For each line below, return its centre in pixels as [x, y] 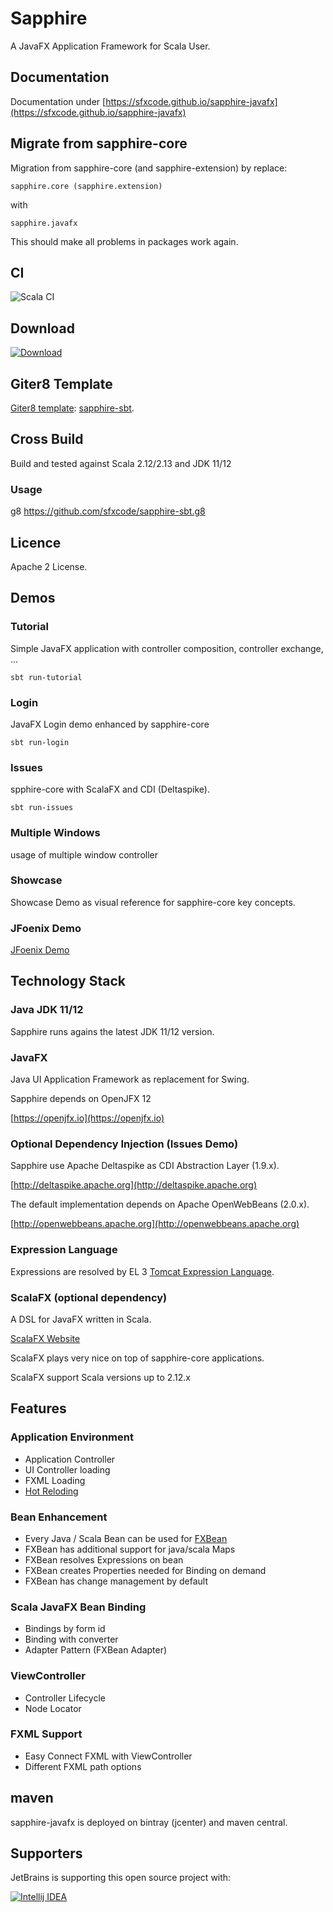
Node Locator [53, 1708]
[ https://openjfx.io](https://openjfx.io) [87, 1118]
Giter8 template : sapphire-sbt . [72, 408]
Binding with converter [71, 1639]
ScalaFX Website [45, 1338]
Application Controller [70, 1459]
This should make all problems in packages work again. [124, 241]
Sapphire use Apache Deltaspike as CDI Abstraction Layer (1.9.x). [145, 1166]
